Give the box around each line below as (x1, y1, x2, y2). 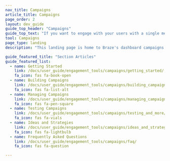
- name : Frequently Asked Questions (10, 134, 87, 139)
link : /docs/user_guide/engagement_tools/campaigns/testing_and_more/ (14, 111, 166, 116)
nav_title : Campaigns (5, 7, 51, 13)
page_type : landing (5, 41, 47, 46)
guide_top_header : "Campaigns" (5, 26, 71, 31)
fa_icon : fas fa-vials (14, 115, 62, 120)
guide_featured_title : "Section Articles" (5, 54, 96, 59)
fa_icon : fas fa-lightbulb (14, 130, 71, 135)
